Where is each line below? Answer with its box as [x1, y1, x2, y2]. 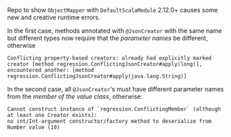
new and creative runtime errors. [7, 13, 101, 21]
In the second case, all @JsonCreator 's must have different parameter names [7, 85, 224, 93]
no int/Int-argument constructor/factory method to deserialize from [7, 118, 212, 125]
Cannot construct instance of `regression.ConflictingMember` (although [7, 106, 221, 113]
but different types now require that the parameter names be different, [7, 34, 208, 42]
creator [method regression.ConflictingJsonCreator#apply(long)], [7, 61, 203, 68]
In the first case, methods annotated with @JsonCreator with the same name [7, 27, 223, 35]
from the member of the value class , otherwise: [7, 93, 143, 100]
